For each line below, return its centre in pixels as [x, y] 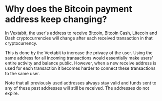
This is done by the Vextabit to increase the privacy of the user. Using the [79, 53]
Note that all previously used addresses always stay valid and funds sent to [81, 83]
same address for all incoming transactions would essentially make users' [79, 58]
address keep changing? [56, 19]
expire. [12, 93]
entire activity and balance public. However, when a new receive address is [81, 63]
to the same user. [22, 73]
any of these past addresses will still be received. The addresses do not [77, 88]
